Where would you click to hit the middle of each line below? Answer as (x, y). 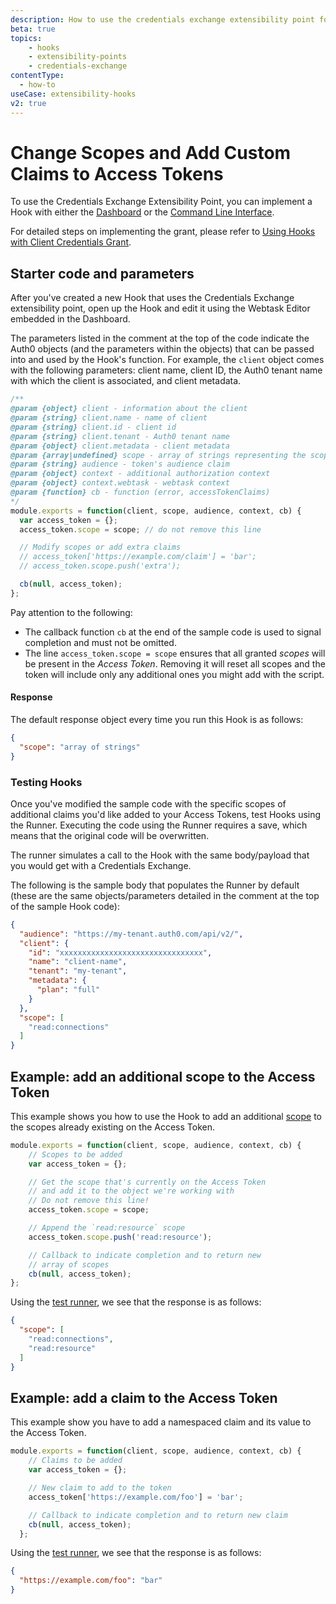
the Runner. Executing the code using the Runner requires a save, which (159, 825)
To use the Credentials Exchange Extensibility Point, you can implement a (161, 202)
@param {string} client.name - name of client (109, 418)
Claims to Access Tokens (117, 173)
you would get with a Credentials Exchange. (101, 865)
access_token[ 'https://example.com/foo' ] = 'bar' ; (136, 1497)
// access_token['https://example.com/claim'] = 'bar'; (138, 557)
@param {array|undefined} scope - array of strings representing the (158, 455)
